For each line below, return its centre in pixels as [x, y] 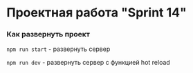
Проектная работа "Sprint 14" [97, 13]
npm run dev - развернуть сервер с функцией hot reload [88, 63]
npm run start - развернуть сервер [58, 49]
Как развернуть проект [48, 34]
